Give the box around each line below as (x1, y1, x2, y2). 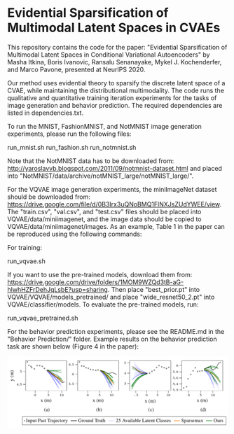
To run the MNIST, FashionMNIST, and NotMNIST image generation (7, 122, 202, 130)
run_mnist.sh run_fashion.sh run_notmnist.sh (7, 143, 137, 151)
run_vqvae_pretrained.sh (7, 314, 78, 322)
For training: (7, 243, 42, 251)
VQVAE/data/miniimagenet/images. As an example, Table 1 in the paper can (7, 222, 226, 230)
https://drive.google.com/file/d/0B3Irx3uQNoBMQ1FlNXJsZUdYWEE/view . (7, 199, 222, 208)
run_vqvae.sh (7, 257, 46, 265)
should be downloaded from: (7, 192, 91, 201)
